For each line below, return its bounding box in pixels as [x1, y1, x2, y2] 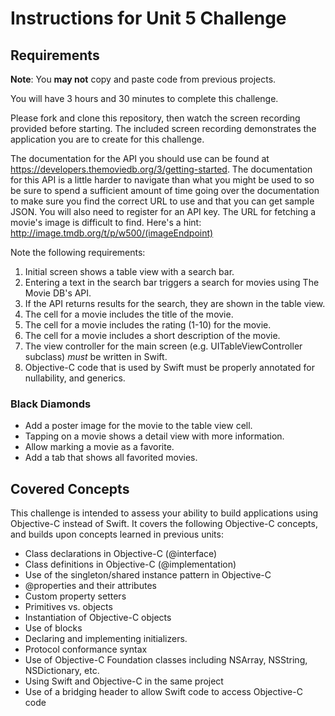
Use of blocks [24, 622, 83, 634]
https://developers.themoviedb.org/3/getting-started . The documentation [10, 163, 313, 175]
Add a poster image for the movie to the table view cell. [24, 420, 253, 432]
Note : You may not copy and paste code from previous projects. [10, 73, 277, 85]
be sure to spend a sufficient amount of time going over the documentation [10, 185, 320, 196]
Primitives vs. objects [24, 601, 113, 613]
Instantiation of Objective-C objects [24, 612, 172, 624]
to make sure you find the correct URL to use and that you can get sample [10, 195, 315, 207]
